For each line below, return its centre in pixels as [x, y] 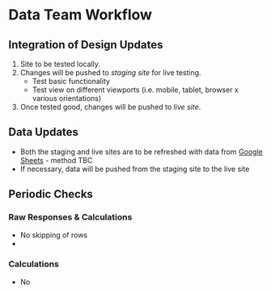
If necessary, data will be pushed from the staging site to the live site [135, 169]
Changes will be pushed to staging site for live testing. [110, 73]
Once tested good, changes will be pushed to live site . [110, 107]
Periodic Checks [51, 194]
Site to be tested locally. [60, 64]
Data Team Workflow [80, 15]
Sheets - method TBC [56, 160]
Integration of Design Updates [86, 45]
